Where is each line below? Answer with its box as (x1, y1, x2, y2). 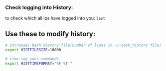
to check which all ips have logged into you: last (5, 15, 106, 21)
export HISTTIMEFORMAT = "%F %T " (5, 61, 72, 66)
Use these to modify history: (5, 29, 96, 38)
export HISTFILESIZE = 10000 (5, 47, 61, 52)
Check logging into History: (5, 4, 73, 11)
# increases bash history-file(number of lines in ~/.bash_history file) (5, 43, 162, 48)
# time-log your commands (5, 56, 59, 61)
